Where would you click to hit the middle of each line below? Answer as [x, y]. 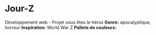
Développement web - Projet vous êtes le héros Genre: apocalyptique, [78, 22]
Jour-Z [20, 9]
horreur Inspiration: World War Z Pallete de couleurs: [61, 27]
